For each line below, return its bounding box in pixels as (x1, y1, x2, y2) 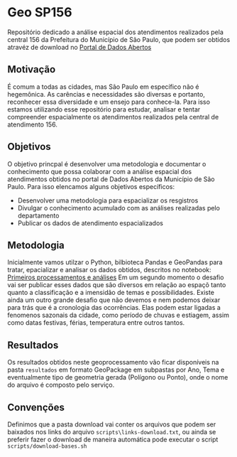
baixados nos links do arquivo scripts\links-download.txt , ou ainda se (7, 428, 216, 436)
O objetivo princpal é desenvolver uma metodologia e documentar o (7, 159, 206, 168)
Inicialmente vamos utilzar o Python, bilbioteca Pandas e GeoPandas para (7, 258, 223, 267)
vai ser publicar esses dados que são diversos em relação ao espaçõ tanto (7, 281, 226, 289)
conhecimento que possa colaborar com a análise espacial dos (7, 167, 192, 176)
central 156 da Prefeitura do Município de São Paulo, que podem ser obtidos (7, 35, 231, 43)
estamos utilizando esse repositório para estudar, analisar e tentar (7, 104, 201, 114)
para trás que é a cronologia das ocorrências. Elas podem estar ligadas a (7, 303, 221, 312)
